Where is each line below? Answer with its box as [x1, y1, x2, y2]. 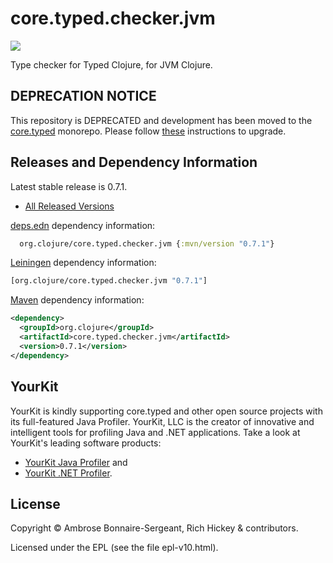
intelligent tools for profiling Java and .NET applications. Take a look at [10, 426, 301, 438]
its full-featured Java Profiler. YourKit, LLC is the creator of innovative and [10, 415, 315, 427]
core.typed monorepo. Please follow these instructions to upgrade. [10, 125, 287, 137]
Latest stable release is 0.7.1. [10, 180, 128, 192]
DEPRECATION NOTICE [10, 88, 157, 105]
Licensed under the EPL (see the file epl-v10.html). [10, 542, 219, 554]
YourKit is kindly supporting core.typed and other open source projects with [10, 405, 323, 417]
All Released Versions [24, 200, 115, 212]
